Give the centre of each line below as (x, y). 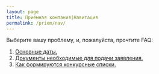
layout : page (23, 12)
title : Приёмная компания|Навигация (52, 17)
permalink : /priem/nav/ (36, 23)
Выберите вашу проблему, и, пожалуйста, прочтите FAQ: (80, 40)
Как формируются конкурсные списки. (65, 64)
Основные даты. (36, 52)
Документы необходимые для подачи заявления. (79, 58)
